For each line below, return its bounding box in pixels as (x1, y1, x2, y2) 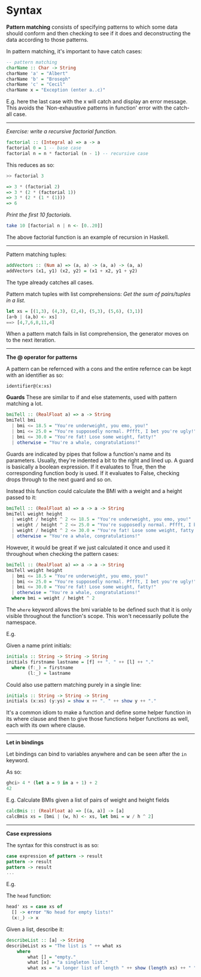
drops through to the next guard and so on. (6, 476, 112, 483)
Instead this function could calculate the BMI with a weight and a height (6, 487, 182, 494)
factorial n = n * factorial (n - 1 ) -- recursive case (6, 150, 148, 156)
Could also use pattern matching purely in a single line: (6, 681, 142, 688)
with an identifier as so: (6, 372, 64, 379)
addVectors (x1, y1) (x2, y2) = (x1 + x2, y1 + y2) (6, 267, 138, 274)
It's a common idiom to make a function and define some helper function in (6, 709, 191, 716)
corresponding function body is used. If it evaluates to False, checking (6, 469, 179, 476)
